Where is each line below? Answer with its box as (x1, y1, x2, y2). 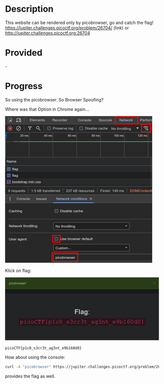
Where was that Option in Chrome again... (5, 106, 89, 112)
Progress (5, 81, 43, 92)
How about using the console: (5, 354, 65, 360)
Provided (5, 48, 42, 58)
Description (5, 3, 54, 15)
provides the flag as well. (5, 373, 56, 379)
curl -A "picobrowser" (5, 364, 51, 369)
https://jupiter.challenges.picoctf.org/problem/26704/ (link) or (5, 24, 129, 30)
